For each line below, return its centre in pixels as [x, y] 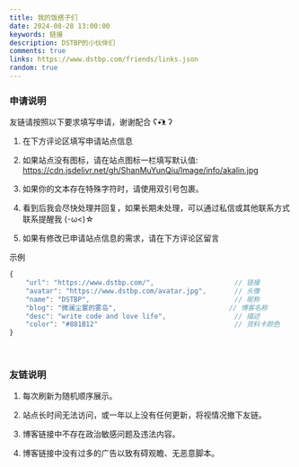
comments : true [38, 51]
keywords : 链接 [36, 34]
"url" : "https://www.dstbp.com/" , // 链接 [143, 283]
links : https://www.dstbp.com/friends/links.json [104, 59]
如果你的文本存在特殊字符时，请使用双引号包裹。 [113, 189]
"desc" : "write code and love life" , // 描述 [143, 316]
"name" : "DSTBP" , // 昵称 [143, 299]
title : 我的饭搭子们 [44, 18]
